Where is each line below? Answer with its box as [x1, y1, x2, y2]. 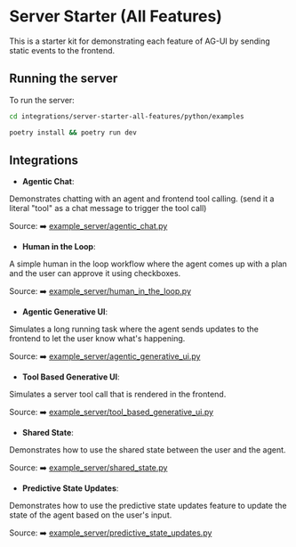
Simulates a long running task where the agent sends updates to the [9, 323, 260, 335]
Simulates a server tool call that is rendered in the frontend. [9, 389, 227, 400]
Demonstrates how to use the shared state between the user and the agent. [9, 445, 286, 455]
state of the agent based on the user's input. [9, 510, 172, 520]
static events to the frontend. [9, 45, 116, 55]
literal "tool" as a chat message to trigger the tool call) [9, 203, 207, 214]
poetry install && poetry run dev [9, 127, 138, 137]
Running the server [9, 71, 118, 86]
